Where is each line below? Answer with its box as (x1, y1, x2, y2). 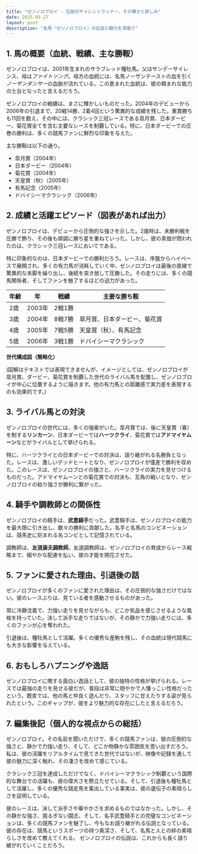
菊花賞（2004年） (14, 170, 60, 177)
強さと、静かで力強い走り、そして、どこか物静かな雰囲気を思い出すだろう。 (6, 742, 191, 749)
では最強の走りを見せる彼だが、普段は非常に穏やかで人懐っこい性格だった (11, 685, 193, 692)
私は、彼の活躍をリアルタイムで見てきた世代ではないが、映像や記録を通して (6, 750, 192, 757)
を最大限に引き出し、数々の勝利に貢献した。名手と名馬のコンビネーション (6, 524, 187, 531)
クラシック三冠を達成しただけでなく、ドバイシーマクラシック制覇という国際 (6, 769, 193, 777)
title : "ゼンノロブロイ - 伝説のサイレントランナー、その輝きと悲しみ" (6, 8, 161, 15)
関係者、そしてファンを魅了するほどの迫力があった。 (11, 277, 141, 284)
